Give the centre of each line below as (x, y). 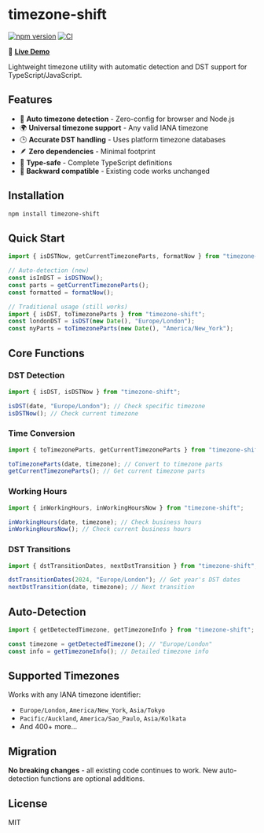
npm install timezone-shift (54, 214)
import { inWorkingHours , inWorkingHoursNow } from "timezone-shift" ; (126, 508)
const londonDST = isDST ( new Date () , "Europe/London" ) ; (101, 321)
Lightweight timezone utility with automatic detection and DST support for (128, 66)
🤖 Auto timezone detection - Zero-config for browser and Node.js (127, 119)
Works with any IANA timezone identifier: (75, 695)
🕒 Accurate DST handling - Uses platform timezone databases (123, 139)
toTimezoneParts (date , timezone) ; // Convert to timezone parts (115, 464)
